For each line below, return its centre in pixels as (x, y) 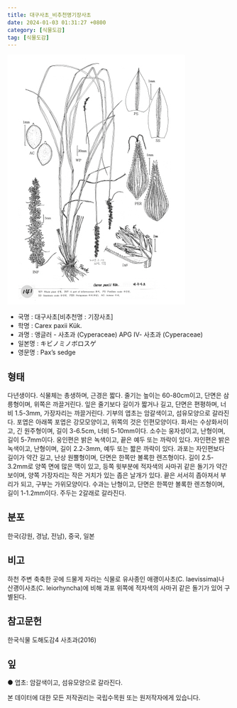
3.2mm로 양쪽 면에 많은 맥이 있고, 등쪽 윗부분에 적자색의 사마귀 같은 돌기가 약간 (117, 467)
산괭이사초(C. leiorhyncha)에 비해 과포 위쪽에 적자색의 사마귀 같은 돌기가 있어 (115, 588)
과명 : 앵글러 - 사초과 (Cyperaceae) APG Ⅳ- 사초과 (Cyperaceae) (110, 334)
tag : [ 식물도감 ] (28, 38)
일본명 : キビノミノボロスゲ (57, 344)
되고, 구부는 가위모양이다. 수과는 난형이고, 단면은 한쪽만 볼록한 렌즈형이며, (122, 484)
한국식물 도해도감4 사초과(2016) (52, 640)
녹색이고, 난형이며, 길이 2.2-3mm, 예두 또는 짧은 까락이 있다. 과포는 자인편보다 (116, 449)
